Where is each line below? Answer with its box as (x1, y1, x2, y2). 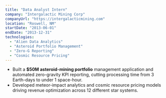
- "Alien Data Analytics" (9, 39, 63, 44)
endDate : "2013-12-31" (5, 30, 52, 35)
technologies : (5, 35, 35, 40)
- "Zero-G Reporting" (9, 48, 55, 53)
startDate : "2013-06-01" (5, 26, 56, 31)
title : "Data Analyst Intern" (5, 7, 68, 12)
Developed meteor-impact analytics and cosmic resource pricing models (12, 82, 161, 88)
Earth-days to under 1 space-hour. (12, 77, 83, 83)
